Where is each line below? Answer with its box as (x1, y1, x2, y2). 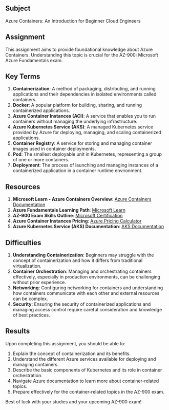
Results (5, 327, 30, 336)
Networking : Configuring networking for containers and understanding (12, 285, 163, 291)
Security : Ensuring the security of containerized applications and (12, 301, 151, 307)
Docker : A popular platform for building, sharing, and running (12, 102, 142, 108)
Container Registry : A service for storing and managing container (12, 140, 153, 146)
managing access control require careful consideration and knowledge (12, 307, 162, 313)
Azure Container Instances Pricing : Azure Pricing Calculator (12, 218, 142, 224)
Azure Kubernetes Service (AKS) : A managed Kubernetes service (12, 124, 154, 130)
